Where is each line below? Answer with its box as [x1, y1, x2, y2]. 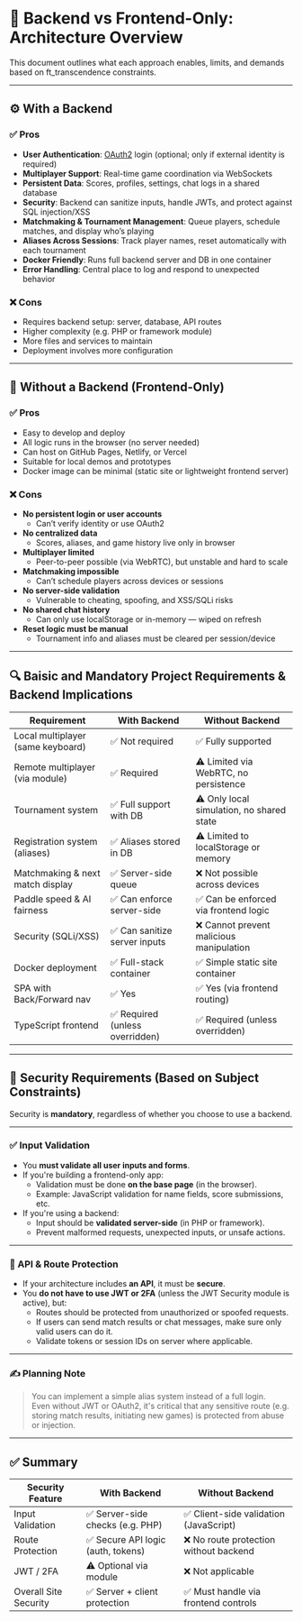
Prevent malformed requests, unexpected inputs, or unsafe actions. [35, 1226, 286, 1238]
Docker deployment [13, 961, 97, 974]
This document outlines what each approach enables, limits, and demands [9, 57, 285, 68]
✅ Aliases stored [110, 835, 181, 847]
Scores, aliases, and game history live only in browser [35, 536, 235, 548]
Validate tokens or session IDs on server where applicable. [35, 1336, 253, 1347]
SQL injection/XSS [22, 206, 91, 217]
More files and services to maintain [22, 335, 153, 346]
